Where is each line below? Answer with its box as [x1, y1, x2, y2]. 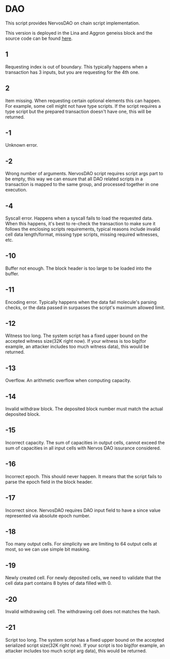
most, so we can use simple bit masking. [5, 546, 91, 552]
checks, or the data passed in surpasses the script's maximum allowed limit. [5, 304, 165, 311]
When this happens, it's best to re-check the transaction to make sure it [5, 221, 156, 226]
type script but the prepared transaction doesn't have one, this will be [5, 108, 152, 114]
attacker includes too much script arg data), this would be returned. [5, 647, 147, 654]
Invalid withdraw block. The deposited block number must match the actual [5, 406, 163, 412]
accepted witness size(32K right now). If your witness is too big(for [5, 338, 147, 344]
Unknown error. [5, 142, 38, 148]
